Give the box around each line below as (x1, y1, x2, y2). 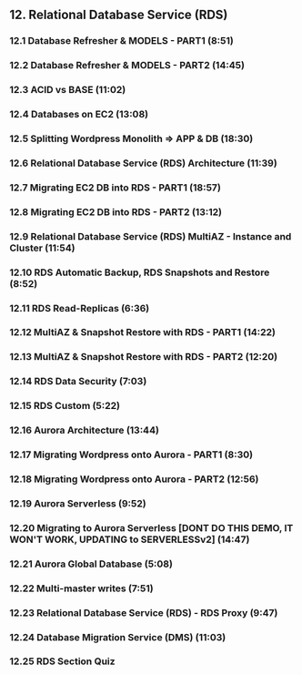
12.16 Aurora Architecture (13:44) (9, 424, 159, 436)
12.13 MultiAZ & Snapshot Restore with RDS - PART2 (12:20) (9, 351, 278, 363)
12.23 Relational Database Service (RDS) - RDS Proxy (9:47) (9, 606, 278, 619)
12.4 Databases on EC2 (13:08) (9, 108, 148, 121)
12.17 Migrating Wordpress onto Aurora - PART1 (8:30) (9, 448, 253, 461)
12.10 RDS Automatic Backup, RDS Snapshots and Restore (9, 266, 270, 279)
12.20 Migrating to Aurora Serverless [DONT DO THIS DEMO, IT (9, 521, 294, 534)
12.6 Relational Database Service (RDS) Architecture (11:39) (9, 157, 277, 169)
